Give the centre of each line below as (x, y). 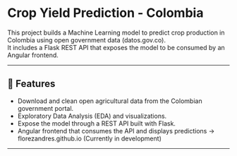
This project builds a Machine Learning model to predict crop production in (116, 32)
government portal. (45, 108)
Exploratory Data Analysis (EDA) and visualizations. (92, 116)
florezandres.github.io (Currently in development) (90, 138)
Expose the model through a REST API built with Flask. (97, 123)
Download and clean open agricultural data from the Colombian (110, 101)
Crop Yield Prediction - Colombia (105, 13)
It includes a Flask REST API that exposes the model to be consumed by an (116, 47)
